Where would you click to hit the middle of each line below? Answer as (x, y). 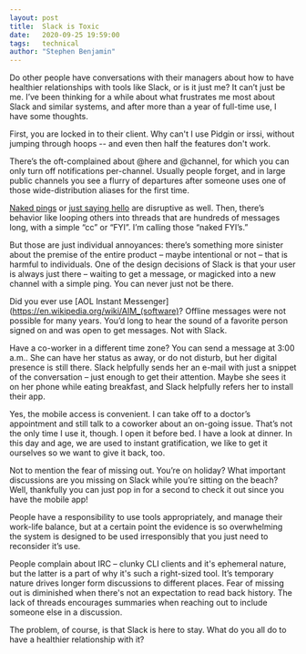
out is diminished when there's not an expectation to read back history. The (151, 593)
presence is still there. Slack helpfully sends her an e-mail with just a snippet (153, 368)
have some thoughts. (49, 117)
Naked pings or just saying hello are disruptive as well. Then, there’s (137, 208)
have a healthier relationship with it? (77, 639)
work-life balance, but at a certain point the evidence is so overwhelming (146, 527)
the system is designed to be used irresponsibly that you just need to (139, 536)
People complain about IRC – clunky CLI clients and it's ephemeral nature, (148, 564)
